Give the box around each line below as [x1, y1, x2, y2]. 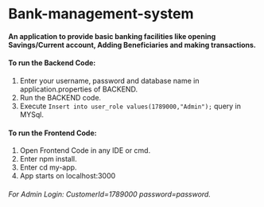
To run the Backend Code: [8, 58, 96, 68]
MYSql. [19, 109, 44, 119]
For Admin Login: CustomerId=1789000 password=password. [8, 189, 211, 199]
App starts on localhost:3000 [19, 171, 116, 181]
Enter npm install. [19, 154, 77, 164]
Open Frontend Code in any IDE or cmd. [19, 146, 151, 155]
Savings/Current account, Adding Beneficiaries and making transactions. [8, 40, 257, 49]
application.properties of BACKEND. [19, 84, 138, 94]
